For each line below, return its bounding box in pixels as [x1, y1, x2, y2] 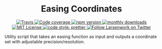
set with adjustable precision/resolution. [4, 38, 85, 44]
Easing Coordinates [40, 3, 122, 14]
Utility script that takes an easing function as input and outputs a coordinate [4, 34, 157, 39]
